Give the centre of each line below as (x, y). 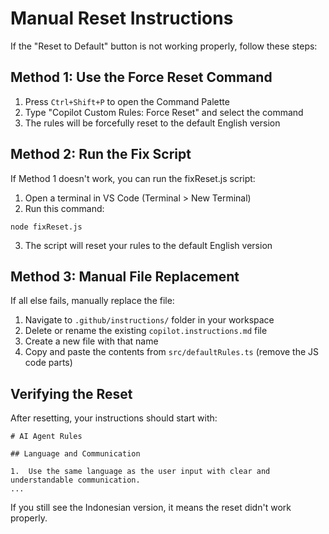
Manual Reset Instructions (122, 18)
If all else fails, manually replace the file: (92, 301)
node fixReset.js (46, 227)
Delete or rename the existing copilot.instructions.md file (146, 331)
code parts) (48, 363)
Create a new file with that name (91, 341)
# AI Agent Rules (46, 437)
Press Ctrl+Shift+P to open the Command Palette (127, 101)
